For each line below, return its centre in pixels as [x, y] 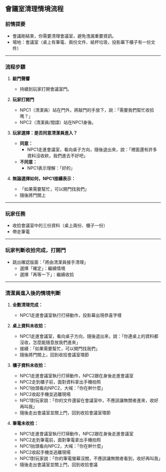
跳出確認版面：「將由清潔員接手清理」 [50, 262]
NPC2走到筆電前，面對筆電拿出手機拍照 [60, 440]
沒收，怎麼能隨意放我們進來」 [50, 342]
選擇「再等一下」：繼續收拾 [47, 274]
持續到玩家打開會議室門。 [46, 89]
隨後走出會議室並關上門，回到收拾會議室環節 [65, 413]
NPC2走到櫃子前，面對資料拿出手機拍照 [60, 382]
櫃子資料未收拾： [30, 365]
